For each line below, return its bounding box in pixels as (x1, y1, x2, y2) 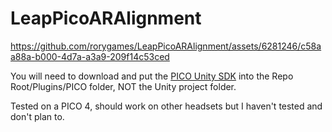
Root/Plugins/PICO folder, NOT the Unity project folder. (10, 80, 237, 92)
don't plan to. (10, 110, 65, 122)
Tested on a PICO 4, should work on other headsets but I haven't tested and (10, 100, 323, 112)
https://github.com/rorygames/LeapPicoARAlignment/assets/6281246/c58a (10, 40, 322, 52)
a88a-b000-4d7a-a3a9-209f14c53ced (10, 50, 170, 62)
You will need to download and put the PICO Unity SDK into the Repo (10, 70, 294, 82)
